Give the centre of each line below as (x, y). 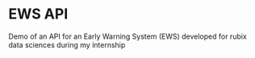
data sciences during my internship (67, 44)
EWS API (38, 14)
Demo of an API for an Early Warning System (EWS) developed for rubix (128, 36)
